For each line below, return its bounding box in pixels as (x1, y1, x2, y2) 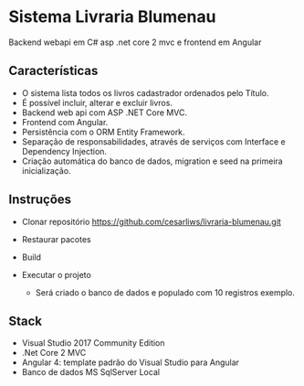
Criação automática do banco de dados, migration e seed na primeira (21, 155, 284, 166)
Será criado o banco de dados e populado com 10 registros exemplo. (35, 286, 296, 298)
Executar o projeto (21, 269, 92, 280)
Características (8, 63, 99, 79)
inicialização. (21, 165, 71, 176)
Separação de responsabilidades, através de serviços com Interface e (21, 135, 286, 147)
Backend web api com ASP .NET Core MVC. (21, 107, 188, 118)
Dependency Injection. (21, 145, 107, 156)
